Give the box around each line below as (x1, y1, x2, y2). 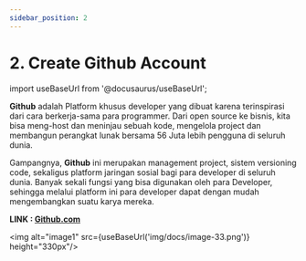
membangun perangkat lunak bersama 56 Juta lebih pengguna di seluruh (9, 130, 286, 141)
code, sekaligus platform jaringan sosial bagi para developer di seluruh (9, 166, 276, 178)
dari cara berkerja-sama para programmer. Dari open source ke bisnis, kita (9, 110, 290, 121)
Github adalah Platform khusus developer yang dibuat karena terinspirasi (9, 100, 285, 111)
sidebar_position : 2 (9, 13, 89, 23)
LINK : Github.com (9, 214, 80, 224)
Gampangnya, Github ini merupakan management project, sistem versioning (9, 157, 297, 168)
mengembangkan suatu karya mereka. (9, 195, 155, 206)
